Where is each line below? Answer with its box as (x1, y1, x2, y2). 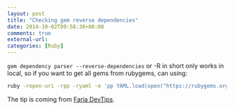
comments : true (7, 29, 52, 37)
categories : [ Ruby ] (7, 42, 64, 49)
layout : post (7, 10, 45, 17)
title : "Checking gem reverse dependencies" (7, 17, 139, 24)
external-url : (7, 36, 49, 43)
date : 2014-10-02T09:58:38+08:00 (7, 23, 104, 30)
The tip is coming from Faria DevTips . (7, 95, 115, 103)
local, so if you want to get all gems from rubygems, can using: (7, 69, 188, 77)
